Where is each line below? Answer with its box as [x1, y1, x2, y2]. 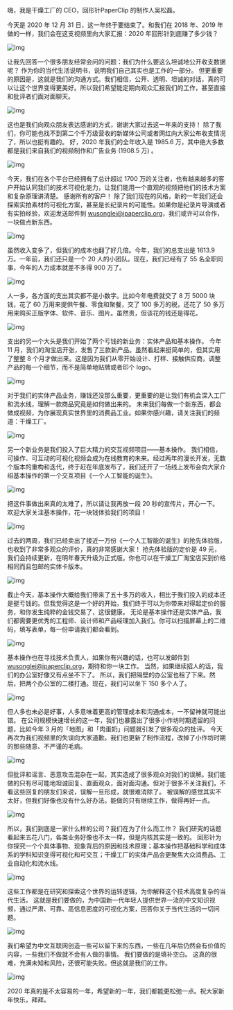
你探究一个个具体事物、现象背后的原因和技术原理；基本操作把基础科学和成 [7, 842, 220, 850]
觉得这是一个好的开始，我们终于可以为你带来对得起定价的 [55, 599, 220, 607]
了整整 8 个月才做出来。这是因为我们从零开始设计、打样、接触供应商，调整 [7, 354, 221, 363]
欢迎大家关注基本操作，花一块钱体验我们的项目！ [7, 508, 147, 516]
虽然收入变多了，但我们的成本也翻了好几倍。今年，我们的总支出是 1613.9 [7, 246, 215, 254]
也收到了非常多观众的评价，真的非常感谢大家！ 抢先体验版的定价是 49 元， [7, 545, 221, 553]
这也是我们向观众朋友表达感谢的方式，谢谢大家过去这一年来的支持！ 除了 [7, 121, 216, 128]
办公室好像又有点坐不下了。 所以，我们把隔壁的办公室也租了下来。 [19, 671, 209, 679]
